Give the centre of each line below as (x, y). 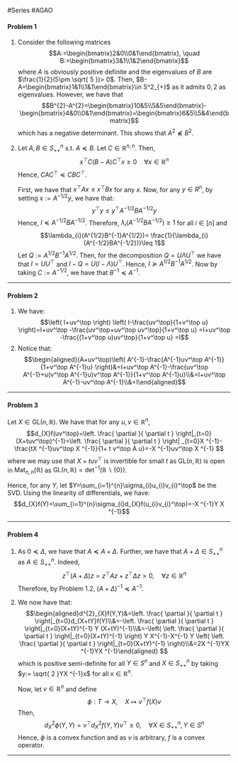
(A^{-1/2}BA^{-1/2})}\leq (119, 243)
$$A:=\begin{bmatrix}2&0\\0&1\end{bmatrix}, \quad (124, 53)
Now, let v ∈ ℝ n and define (57, 689)
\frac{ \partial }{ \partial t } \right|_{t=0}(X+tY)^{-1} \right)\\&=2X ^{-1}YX (124, 643)
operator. (31, 745)
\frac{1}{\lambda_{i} (180, 235)
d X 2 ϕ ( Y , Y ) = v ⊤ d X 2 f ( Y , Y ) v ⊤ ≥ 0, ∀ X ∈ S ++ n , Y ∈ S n (124, 725)
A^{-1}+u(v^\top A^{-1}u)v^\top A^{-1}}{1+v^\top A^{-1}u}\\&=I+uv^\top (124, 374)
